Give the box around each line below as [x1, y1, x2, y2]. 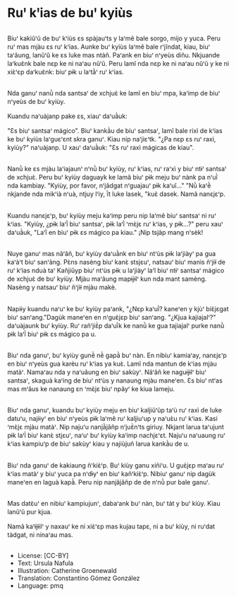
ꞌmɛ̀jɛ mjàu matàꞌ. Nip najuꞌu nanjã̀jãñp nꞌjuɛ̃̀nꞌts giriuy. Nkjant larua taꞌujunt [7, 423, 224, 431]
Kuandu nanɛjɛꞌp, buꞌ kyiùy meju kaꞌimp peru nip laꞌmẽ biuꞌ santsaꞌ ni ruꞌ [7, 211, 216, 219]
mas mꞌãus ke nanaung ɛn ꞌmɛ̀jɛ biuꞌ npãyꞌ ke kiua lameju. [7, 384, 175, 393]
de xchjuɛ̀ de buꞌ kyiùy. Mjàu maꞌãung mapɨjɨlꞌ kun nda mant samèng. [7, 274, 207, 283]
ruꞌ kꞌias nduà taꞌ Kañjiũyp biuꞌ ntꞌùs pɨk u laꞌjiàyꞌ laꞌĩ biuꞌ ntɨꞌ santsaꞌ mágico [7, 266, 225, 275]
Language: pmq [17, 581, 63, 590]
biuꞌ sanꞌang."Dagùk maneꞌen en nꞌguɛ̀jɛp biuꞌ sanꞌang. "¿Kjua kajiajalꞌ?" [7, 313, 216, 321]
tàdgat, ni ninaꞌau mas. [7, 531, 73, 539]
